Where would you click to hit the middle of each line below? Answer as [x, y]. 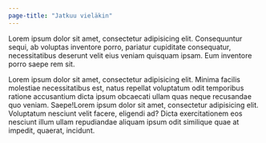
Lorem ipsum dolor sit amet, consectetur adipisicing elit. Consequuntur [125, 38]
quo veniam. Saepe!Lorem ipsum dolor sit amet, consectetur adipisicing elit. [133, 105]
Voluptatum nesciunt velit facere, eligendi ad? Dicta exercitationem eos [125, 113]
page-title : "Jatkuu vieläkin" [60, 16]
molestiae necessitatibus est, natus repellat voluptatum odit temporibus [126, 88]
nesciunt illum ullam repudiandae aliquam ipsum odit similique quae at [124, 121]
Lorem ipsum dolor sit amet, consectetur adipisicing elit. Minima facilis [124, 79]
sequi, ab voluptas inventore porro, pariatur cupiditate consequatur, [120, 47]
